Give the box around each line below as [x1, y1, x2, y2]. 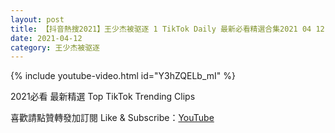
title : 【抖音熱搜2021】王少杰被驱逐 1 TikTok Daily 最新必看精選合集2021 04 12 [10, 24, 325, 34]
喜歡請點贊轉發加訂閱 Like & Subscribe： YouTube [10, 112, 215, 124]
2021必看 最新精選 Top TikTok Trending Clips [10, 91, 196, 103]
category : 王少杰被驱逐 [10, 42, 100, 53]
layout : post [10, 14, 65, 25]
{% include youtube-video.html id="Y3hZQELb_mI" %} [10, 70, 236, 82]
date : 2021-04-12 [10, 33, 83, 43]
